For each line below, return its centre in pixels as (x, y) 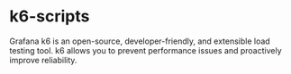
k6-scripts (50, 16)
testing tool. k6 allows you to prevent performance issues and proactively (145, 50)
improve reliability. (43, 60)
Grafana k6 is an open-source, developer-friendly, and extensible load (140, 41)
